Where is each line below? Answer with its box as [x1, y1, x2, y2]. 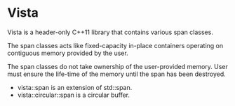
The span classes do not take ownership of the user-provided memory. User [7, 62, 228, 70]
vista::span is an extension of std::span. [17, 83, 133, 91]
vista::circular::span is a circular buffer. [17, 91, 130, 99]
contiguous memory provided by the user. [7, 49, 128, 57]
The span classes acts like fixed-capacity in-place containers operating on [7, 41, 223, 50]
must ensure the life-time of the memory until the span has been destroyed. [7, 70, 226, 78]
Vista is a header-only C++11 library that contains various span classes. [7, 28, 214, 36]
